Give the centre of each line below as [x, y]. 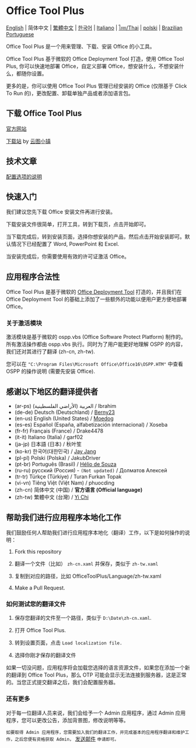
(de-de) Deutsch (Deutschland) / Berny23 [64, 412]
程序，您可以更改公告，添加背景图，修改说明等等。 [67, 720]
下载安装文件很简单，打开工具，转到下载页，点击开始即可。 [78, 224]
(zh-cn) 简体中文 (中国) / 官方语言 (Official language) [78, 490]
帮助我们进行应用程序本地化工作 [64, 517]
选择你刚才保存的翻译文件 [45, 655]
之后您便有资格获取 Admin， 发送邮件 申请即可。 [66, 739]
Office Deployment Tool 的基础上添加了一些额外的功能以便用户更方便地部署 [97, 299]
